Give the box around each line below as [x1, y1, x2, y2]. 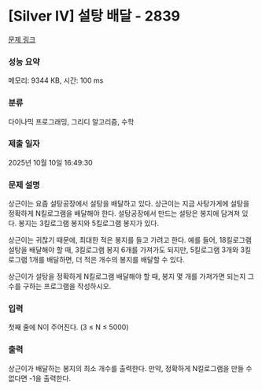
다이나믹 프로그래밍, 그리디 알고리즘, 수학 [8, 117, 135, 126]
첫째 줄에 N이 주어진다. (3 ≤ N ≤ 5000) [8, 322, 129, 332]
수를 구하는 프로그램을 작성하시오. [8, 281, 112, 292]
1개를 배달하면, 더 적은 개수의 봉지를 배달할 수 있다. [28, 255, 185, 265]
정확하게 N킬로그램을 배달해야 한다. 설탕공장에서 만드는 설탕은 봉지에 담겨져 [8, 209, 241, 218]
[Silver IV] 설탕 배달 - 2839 [8, 7, 181, 25]
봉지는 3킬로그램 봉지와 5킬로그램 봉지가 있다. [18, 218, 160, 228]
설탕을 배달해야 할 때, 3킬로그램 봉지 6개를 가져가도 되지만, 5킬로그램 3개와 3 [8, 245, 245, 254]
